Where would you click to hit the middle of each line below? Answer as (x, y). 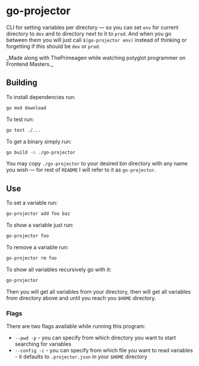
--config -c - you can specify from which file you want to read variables (104, 350)
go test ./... (24, 130)
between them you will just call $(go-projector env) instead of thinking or (97, 40)
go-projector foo (28, 236)
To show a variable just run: (40, 225)
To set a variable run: (32, 203)
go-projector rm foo (32, 258)
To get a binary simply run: (39, 141)
